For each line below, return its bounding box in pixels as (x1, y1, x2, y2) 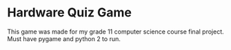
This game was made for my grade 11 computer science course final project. (7, 27, 224, 36)
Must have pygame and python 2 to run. (7, 34, 121, 42)
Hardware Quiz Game (7, 5, 132, 21)
